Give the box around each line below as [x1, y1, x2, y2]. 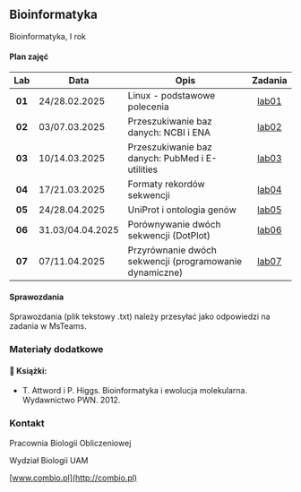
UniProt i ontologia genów [127, 203, 237, 216]
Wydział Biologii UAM [9, 454, 89, 465]
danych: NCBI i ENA [127, 126, 211, 139]
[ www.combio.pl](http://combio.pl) [9, 472, 137, 483]
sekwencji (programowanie [127, 255, 243, 268]
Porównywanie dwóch [127, 219, 221, 231]
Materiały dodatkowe [9, 343, 104, 356]
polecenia [127, 100, 169, 113]
